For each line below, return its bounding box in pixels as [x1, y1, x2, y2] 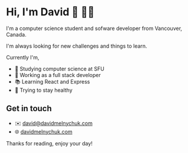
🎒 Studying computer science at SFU [14, 65, 105, 72]
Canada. [6, 31, 27, 38]
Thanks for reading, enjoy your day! [6, 139, 93, 147]
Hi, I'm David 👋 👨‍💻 [6, 5, 95, 19]
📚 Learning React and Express [14, 78, 90, 85]
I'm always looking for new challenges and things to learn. [6, 42, 147, 49]
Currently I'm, [6, 54, 39, 61]
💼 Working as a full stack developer [14, 71, 101, 78]
